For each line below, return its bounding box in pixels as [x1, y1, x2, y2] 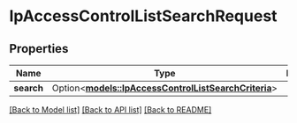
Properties [9, 41, 69, 56]
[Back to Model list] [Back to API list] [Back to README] [9, 105, 212, 115]
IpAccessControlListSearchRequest [9, 6, 278, 26]
